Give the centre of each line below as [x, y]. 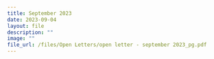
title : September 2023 [39, 13]
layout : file [26, 26]
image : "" [21, 39]
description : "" [30, 32]
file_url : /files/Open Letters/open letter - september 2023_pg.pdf [107, 45]
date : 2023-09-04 [32, 20]
